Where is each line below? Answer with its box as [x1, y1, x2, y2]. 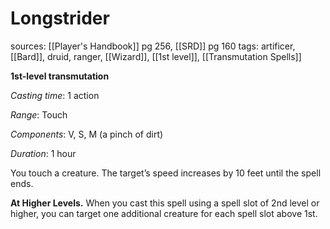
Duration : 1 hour [10, 147, 77, 159]
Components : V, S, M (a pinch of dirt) [10, 128, 164, 140]
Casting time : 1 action [10, 89, 100, 101]
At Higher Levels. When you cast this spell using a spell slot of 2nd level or [10, 197, 320, 209]
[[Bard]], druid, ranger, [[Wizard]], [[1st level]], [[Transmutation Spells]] [10, 50, 302, 62]
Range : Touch [10, 108, 68, 121]
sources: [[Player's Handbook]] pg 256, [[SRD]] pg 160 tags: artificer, [10, 40, 296, 52]
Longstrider [10, 7, 110, 30]
